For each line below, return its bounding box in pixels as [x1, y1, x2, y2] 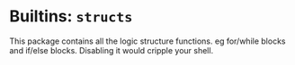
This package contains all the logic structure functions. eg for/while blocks [9, 36, 286, 46]
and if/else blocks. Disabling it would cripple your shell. [9, 45, 214, 55]
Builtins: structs [9, 6, 133, 27]
